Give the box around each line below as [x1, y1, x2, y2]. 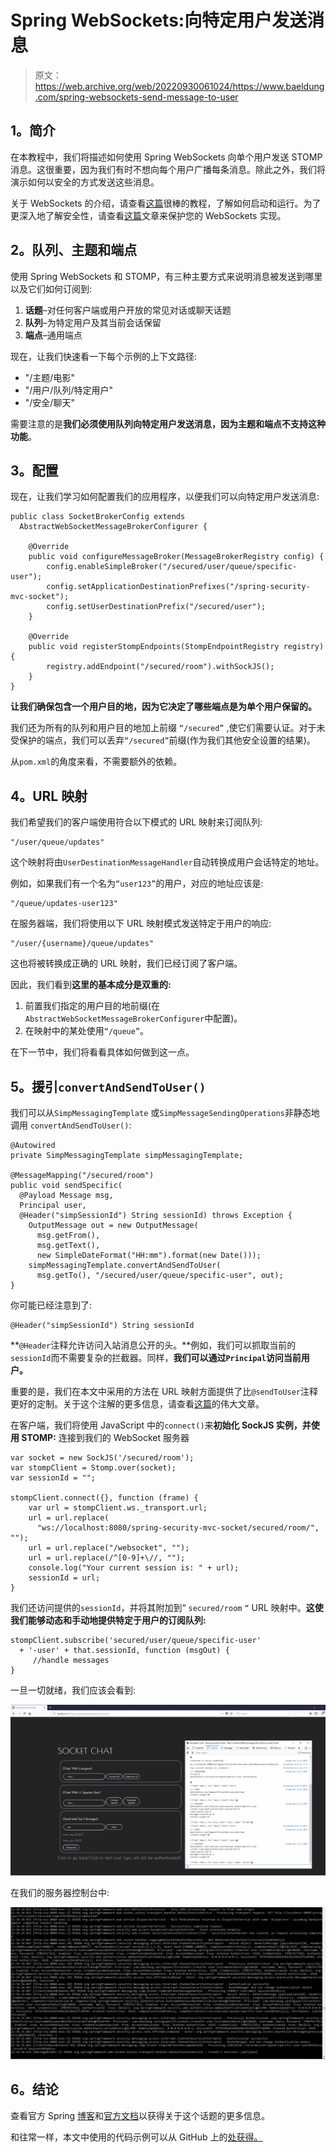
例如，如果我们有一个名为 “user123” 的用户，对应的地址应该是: [10, 877, 264, 890]
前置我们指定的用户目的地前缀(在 [24, 1000, 160, 1012]
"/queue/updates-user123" [10, 899, 118, 909]
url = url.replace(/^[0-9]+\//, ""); [28, 1553, 186, 1563]
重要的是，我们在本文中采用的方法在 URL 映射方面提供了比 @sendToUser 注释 [10, 1386, 318, 1397]
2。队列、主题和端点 [10, 242, 138, 259]
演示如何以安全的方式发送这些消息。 [10, 176, 160, 188]
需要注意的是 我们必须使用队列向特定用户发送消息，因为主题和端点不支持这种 [10, 417, 326, 430]
